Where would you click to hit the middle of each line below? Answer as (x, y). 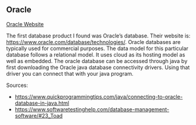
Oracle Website (25, 24)
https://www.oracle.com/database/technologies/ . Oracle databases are (93, 42)
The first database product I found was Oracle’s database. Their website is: (98, 36)
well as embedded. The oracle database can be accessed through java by (97, 61)
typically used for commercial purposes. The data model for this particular (97, 48)
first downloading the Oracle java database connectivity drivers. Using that (98, 67)
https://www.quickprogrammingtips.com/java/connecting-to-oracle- (99, 96)
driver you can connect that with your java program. (70, 73)
